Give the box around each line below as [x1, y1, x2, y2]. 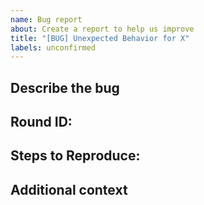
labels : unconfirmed [10, 42, 97, 53]
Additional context [10, 181, 128, 198]
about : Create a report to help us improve [10, 24, 195, 34]
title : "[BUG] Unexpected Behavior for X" [10, 33, 190, 43]
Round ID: [10, 114, 73, 131]
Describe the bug [10, 79, 120, 96]
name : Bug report [10, 14, 83, 25]
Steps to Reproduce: [10, 147, 141, 165]
